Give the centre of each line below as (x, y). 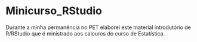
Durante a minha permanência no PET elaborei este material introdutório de (98, 27)
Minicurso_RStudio (54, 11)
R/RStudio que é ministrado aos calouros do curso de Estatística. (85, 33)
